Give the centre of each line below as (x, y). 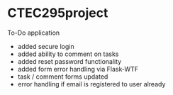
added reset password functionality (69, 61)
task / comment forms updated (63, 77)
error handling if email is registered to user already (91, 84)
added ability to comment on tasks (68, 54)
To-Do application (34, 33)
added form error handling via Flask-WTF (78, 69)
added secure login (46, 46)
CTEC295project (58, 13)
